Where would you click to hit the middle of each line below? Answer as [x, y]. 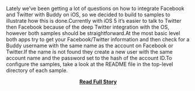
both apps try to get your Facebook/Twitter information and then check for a [98, 39]
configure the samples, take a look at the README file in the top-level [90, 64]
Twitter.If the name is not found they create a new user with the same [90, 52]
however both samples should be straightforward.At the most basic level [93, 33]
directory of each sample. [37, 70]
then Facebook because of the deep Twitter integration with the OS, [88, 27]
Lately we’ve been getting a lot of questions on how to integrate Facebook [95, 8]
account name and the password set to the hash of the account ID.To [89, 58]
